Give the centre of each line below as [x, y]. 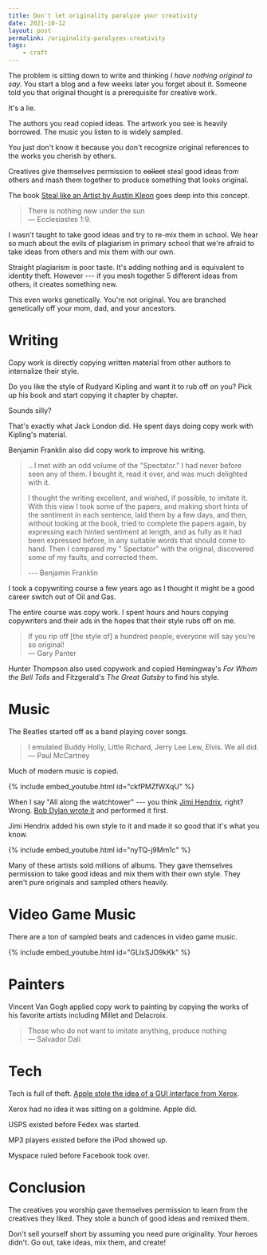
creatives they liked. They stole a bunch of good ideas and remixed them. [129, 1218]
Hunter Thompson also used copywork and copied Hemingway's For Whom [133, 669]
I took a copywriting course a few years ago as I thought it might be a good [132, 588]
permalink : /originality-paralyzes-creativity [87, 38]
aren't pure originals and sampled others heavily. [88, 882]
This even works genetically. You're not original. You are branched [117, 300]
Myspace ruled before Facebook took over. [79, 1155]
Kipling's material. [38, 434]
